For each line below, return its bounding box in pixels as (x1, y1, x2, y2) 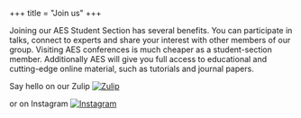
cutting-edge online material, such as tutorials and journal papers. (9, 63, 254, 74)
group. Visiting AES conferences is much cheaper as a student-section (9, 44, 273, 55)
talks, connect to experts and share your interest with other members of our (9, 35, 291, 45)
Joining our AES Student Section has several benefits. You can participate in (9, 25, 293, 35)
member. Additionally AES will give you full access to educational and (9, 54, 268, 64)
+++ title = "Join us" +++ (9, 8, 102, 18)
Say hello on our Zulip (9, 81, 90, 91)
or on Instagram (9, 98, 69, 109)
